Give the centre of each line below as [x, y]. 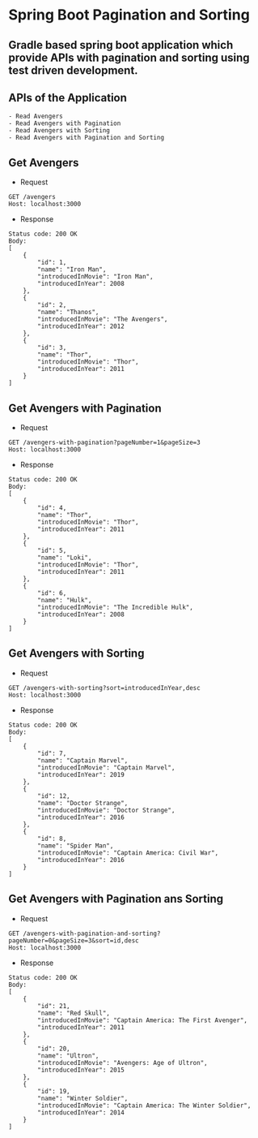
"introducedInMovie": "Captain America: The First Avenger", [143, 1020]
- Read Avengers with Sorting [59, 131]
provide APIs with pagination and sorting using [129, 57]
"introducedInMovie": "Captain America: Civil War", [128, 853]
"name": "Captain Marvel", [83, 761]
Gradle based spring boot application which [121, 45]
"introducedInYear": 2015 [81, 1070]
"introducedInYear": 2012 [81, 326]
